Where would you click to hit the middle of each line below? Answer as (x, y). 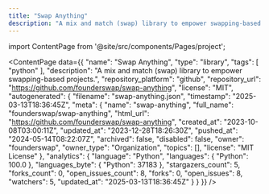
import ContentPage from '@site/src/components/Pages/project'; (117, 46)
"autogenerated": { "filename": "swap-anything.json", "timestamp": (120, 96)
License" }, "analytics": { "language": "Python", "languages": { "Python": (128, 156)
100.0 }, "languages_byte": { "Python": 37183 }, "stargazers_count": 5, (124, 164)
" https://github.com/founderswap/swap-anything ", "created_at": (115, 122)
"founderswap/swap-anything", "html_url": (79, 113)
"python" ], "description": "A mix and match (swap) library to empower (126, 70)
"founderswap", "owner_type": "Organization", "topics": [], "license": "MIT (131, 147)
